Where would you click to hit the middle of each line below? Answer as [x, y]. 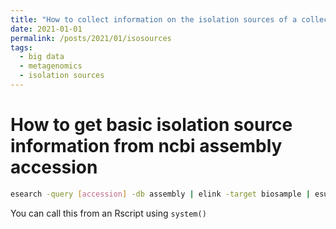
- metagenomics [51, 66]
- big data [42, 57]
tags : [21, 47]
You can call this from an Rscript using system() [108, 213]
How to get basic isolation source [151, 125]
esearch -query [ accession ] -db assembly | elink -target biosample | [160, 194]
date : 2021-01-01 [46, 29]
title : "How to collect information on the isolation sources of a [154, 19]
